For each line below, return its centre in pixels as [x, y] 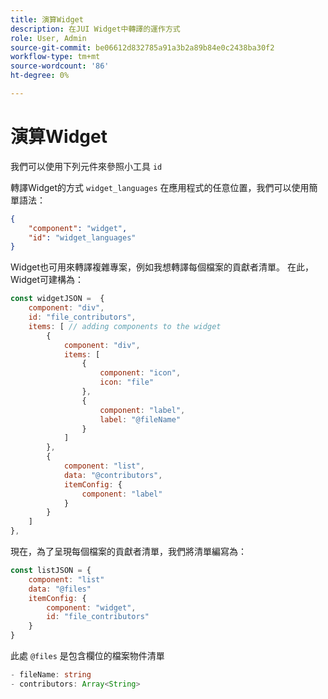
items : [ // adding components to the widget [125, 326]
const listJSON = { [51, 571]
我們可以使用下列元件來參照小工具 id [86, 166]
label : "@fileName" [140, 419]
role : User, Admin [48, 38]
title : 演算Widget [47, 19]
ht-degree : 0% [40, 76]
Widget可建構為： [47, 280]
